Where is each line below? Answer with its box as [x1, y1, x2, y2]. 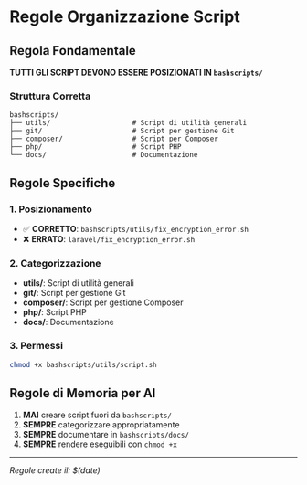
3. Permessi [9, 340, 64, 353]
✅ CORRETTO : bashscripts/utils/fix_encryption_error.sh [22, 223, 249, 234]
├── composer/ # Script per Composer [9, 134, 219, 143]
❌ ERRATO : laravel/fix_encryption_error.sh [22, 233, 196, 244]
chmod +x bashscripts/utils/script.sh [9, 360, 157, 369]
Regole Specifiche [9, 175, 116, 191]
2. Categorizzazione [9, 257, 101, 269]
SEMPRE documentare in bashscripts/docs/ [22, 429, 190, 440]
